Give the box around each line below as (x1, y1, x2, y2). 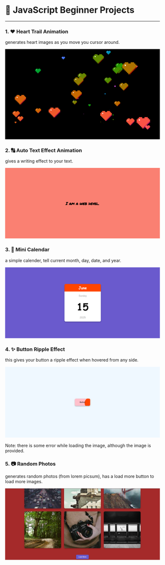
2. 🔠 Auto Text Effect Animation (5, 147, 82, 154)
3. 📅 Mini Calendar (5, 246, 50, 253)
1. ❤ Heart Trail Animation (5, 28, 69, 35)
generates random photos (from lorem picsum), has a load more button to (5, 473, 154, 479)
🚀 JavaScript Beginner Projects (5, 4, 135, 16)
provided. (5, 448, 25, 454)
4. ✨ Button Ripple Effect (5, 346, 65, 353)
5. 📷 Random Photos (5, 460, 56, 467)
